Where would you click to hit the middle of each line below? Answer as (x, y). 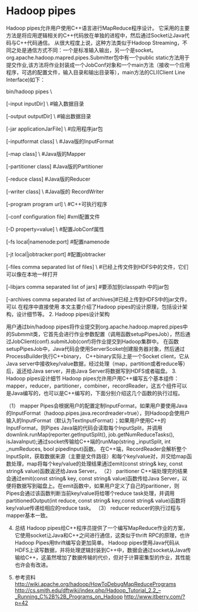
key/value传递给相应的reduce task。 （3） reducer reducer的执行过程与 (94, 508)
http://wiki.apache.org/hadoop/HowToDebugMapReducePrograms (95, 584)
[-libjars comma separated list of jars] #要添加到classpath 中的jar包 (88, 287)
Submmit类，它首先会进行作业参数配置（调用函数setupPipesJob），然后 (98, 334)
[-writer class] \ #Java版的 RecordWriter (55, 191)
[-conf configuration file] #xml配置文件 (53, 216)
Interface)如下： (26, 79)
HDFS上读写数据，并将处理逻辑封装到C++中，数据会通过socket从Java (100, 550)
